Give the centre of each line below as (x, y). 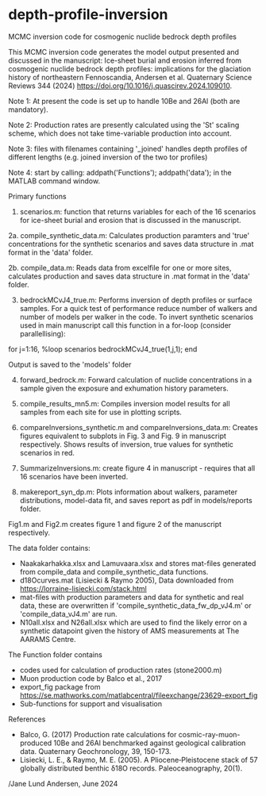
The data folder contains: (50, 548)
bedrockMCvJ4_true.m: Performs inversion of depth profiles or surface (136, 300)
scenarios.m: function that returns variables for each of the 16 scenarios (138, 211)
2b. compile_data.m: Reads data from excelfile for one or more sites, (120, 267)
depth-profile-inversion (88, 15)
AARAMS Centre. (48, 639)
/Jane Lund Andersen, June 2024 (63, 783)
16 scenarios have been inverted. (74, 476)
